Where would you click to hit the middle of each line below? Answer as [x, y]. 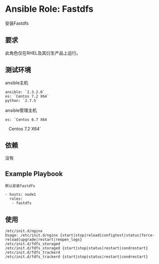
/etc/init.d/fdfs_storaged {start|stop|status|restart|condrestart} [77, 248]
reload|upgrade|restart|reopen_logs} [44, 239]
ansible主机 [17, 82]
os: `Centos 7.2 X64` [27, 96]
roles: [16, 199]
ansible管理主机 [21, 110]
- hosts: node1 [21, 195]
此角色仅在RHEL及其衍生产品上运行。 [43, 53]
